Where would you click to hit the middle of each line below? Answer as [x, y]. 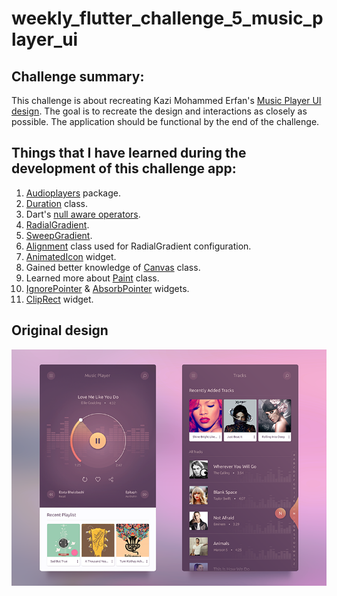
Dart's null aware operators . [83, 214]
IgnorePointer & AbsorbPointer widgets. [107, 288]
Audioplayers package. [73, 193]
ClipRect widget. [59, 299]
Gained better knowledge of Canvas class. [113, 267]
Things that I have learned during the [129, 153]
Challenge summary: [78, 76]
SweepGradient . [59, 235]
